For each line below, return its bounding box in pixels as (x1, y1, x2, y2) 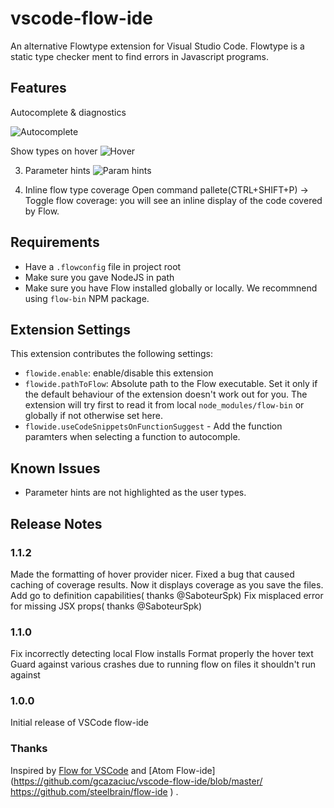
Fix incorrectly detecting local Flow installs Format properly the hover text (10, 648, 314, 660)
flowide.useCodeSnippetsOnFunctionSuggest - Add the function (24, 420, 283, 432)
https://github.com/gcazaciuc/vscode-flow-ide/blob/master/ (13, 775, 263, 787)
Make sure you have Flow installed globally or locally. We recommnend (24, 282, 318, 294)
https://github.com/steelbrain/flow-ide (10, 785, 168, 797)
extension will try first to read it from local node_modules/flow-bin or (24, 399, 305, 411)
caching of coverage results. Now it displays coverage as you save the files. (10, 578, 324, 591)
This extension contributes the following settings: (10, 348, 213, 360)
